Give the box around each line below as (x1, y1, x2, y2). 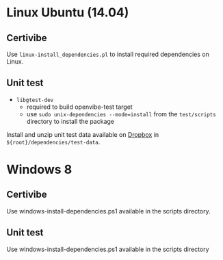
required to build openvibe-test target (26, 103, 133, 111)
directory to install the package (26, 117, 114, 125)
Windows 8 (6, 162, 73, 177)
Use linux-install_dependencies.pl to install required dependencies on (6, 50, 209, 58)
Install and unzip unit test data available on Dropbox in (6, 130, 159, 138)
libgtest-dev (16, 96, 54, 103)
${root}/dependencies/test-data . (6, 138, 101, 146)
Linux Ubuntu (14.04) (6, 5, 129, 21)
